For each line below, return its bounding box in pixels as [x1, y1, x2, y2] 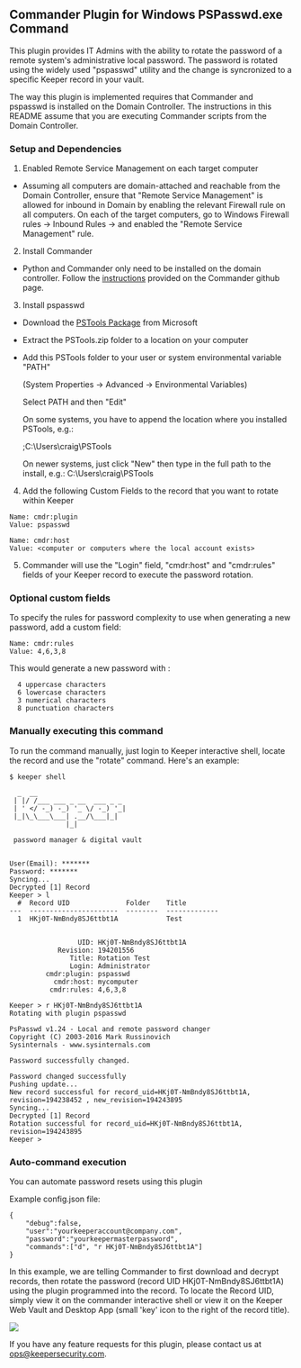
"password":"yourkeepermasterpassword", [25, 1235, 179, 1244]
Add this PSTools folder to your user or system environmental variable [22, 352, 282, 363]
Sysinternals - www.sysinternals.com [9, 1040, 151, 1049]
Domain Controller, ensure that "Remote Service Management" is [22, 190, 263, 201]
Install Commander [22, 246, 93, 257]
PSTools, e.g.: [22, 423, 74, 435]
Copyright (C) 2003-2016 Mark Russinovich [9, 1032, 171, 1041]
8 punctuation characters [17, 704, 115, 713]
